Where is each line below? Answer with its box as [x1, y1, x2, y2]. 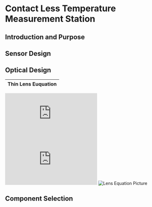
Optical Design [5, 66, 51, 74]
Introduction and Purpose [5, 33, 85, 41]
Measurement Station [5, 13, 96, 24]
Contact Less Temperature [5, 3, 116, 14]
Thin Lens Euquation [7, 80, 57, 87]
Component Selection [5, 194, 74, 203]
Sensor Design [5, 49, 51, 58]
